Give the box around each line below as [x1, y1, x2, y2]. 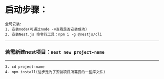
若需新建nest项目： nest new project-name [5, 48, 105, 55]
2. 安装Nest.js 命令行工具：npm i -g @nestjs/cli [5, 32, 102, 37]
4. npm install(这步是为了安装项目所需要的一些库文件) [5, 70, 106, 75]
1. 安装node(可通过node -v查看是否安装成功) [5, 27, 88, 32]
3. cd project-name [5, 64, 45, 69]
